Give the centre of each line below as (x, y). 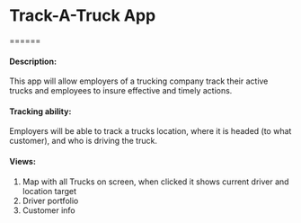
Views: (22, 161)
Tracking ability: (40, 111)
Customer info (49, 210)
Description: (33, 61)
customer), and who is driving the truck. (83, 141)
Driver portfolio (50, 201)
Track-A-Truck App (83, 16)
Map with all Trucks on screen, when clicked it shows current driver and (155, 182)
